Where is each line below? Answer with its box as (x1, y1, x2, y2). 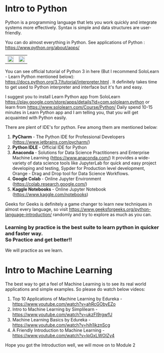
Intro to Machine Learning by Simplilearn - (12, 307, 98, 313)
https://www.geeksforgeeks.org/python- (69, 206, 151, 212)
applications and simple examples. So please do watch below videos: (5, 286, 145, 292)
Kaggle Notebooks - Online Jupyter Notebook (12, 186, 107, 192)
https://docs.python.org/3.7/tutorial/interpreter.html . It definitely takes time (5, 78, 157, 84)
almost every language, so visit (5, 206, 68, 212)
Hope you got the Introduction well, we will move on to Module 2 (5, 342, 136, 348)
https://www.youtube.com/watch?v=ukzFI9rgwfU (12, 312, 113, 317)
